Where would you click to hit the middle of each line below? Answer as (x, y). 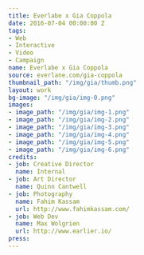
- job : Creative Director (51, 165)
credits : (23, 157)
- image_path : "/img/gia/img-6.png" (69, 149)
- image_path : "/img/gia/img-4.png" (69, 134)
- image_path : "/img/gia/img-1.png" (69, 113)
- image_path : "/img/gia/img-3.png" (69, 127)
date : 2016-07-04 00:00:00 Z (56, 23)
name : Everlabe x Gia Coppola (58, 68)
